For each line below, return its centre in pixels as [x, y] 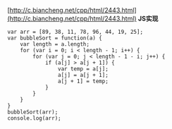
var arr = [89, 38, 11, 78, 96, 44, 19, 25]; [75, 32]
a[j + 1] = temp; [83, 81]
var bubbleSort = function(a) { [55, 38]
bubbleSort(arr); [33, 112]
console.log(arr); [34, 118]
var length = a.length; [55, 44]
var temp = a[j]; [83, 69]
